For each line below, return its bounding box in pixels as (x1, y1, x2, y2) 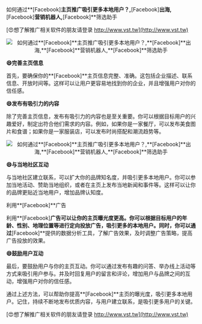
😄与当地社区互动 (6, 161, 49, 168)
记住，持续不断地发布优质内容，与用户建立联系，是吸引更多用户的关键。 (16, 298, 196, 305)
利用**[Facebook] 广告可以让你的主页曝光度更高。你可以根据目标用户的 (6, 214, 182, 222)
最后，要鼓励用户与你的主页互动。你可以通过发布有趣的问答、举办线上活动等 (6, 263, 196, 270)
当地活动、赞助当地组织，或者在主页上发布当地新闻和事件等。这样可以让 (11, 181, 191, 188)
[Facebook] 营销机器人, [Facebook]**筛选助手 (6, 13, 118, 20)
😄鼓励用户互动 (6, 250, 44, 257)
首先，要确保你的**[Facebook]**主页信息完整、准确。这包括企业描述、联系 (6, 72, 193, 79)
